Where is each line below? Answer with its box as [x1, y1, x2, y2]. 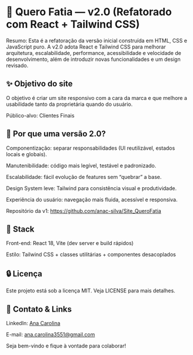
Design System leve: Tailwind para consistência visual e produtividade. [6, 184, 177, 192]
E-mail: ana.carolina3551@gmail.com [6, 331, 95, 338]
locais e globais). [6, 150, 47, 157]
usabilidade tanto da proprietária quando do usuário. [6, 101, 133, 108]
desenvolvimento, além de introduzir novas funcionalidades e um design [6, 56, 181, 63]
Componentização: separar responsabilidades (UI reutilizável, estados [6, 144, 175, 151]
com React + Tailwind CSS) [6, 18, 140, 31]
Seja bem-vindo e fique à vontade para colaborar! [6, 342, 126, 349]
